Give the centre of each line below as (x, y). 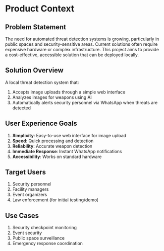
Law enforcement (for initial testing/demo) (55, 200)
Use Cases (22, 215)
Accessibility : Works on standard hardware (57, 157)
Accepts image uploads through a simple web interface (69, 92)
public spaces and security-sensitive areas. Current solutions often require (82, 44)
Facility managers (30, 189)
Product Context (40, 9)
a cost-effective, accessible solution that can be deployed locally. (72, 55)
